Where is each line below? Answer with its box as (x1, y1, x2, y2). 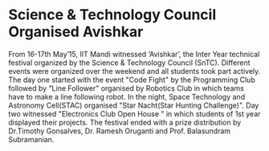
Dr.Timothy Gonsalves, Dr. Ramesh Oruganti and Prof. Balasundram (8, 126, 231, 136)
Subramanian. (8, 134, 55, 144)
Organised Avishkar (8, 22, 144, 41)
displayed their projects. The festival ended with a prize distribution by (8, 117, 242, 127)
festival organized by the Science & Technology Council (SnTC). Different (8, 58, 251, 67)
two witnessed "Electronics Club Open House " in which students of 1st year (8, 108, 261, 118)
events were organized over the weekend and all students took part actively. (8, 66, 261, 75)
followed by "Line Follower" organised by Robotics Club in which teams (8, 83, 245, 93)
